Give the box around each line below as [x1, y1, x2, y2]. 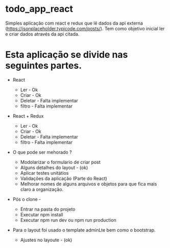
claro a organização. [20, 186, 64, 192]
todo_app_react [5, 3, 73, 15]
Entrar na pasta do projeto [20, 206, 76, 212]
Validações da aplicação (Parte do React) [20, 175, 107, 181]
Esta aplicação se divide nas [5, 49, 128, 60]
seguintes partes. [5, 60, 82, 72]
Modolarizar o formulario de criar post [20, 159, 101, 165]
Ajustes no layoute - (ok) [20, 237, 72, 243]
